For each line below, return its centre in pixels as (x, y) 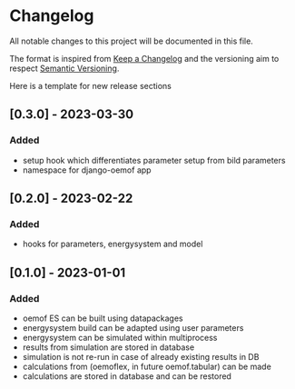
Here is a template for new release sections (91, 85)
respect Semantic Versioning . (64, 68)
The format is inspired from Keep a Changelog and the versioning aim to (144, 58)
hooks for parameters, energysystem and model (113, 244)
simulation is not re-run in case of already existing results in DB (141, 357)
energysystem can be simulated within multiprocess (120, 338)
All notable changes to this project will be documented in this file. (132, 41)
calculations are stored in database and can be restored (127, 376)
